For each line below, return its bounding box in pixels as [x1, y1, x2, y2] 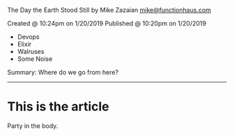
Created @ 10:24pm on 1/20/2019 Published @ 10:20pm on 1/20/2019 [7, 19, 207, 27]
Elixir [17, 40, 32, 48]
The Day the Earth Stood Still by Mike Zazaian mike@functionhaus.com [7, 6, 211, 14]
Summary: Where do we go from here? [7, 68, 119, 76]
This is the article [7, 99, 109, 115]
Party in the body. [7, 121, 58, 130]
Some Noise [17, 55, 53, 63]
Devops [17, 33, 40, 41]
